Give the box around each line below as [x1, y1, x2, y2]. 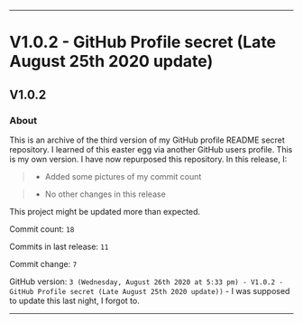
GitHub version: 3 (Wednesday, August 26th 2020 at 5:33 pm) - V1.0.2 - [9, 276, 284, 287]
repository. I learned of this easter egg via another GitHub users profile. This [9, 143, 293, 154]
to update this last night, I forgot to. [9, 295, 140, 306]
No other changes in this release [44, 189, 167, 199]
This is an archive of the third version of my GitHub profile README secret [9, 134, 286, 145]
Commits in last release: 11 [9, 241, 109, 252]
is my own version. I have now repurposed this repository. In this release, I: [9, 153, 288, 164]
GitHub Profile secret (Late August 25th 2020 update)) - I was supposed [9, 285, 290, 296]
